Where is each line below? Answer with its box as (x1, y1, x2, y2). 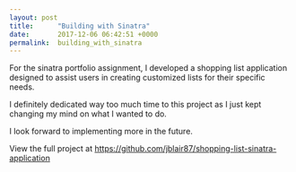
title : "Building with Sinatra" (9, 21, 151, 30)
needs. (9, 82, 35, 92)
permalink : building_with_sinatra (9, 38, 143, 47)
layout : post (9, 13, 58, 22)
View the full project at (9, 143, 93, 154)
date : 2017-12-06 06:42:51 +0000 (9, 30, 159, 39)
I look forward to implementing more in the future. (9, 126, 193, 137)
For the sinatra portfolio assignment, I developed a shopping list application (9, 63, 288, 73)
